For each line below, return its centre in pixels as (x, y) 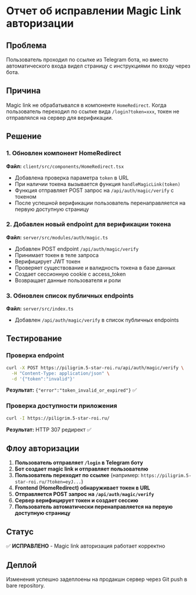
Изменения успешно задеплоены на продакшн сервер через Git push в (97, 580)
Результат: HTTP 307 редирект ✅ (49, 429)
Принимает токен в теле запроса (57, 255)
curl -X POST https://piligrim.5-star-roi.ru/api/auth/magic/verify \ (95, 368)
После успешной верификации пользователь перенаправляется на (100, 203)
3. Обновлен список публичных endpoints (70, 296)
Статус (20, 532)
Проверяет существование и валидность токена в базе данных (95, 267)
